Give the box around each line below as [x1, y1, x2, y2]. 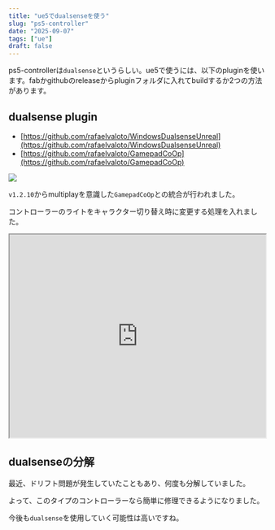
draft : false [8, 42, 53, 50]
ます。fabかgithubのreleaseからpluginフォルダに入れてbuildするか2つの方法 [8, 76, 263, 85]
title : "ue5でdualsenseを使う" [8, 11, 110, 20]
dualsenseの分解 [8, 455, 95, 469]
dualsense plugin [8, 110, 98, 124]
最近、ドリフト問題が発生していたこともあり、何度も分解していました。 [8, 478, 251, 488]
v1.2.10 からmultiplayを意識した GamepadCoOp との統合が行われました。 [8, 189, 240, 199]
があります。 [8, 86, 51, 96]
